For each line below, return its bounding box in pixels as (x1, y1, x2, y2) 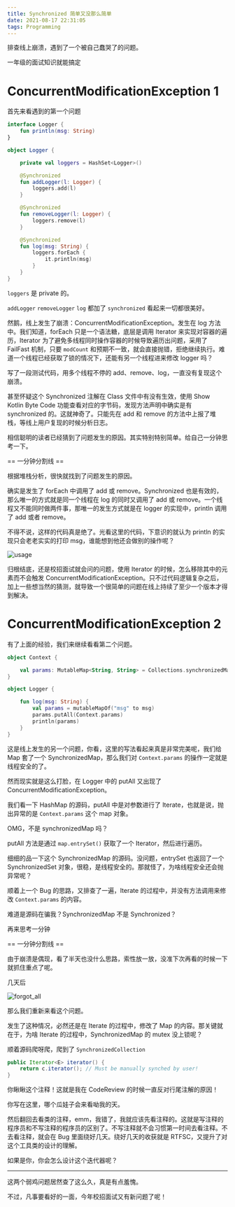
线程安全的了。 (7, 762, 50, 770)
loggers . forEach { (32, 249, 86, 256)
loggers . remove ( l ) (32, 217, 86, 224)
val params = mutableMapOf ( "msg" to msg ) (32, 705, 155, 712)
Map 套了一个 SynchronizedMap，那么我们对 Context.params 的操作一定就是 (7, 753, 227, 761)
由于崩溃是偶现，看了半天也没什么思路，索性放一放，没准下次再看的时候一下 (7, 954, 228, 963)
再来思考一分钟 (7, 924, 50, 933)
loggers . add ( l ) (32, 185, 77, 192)
